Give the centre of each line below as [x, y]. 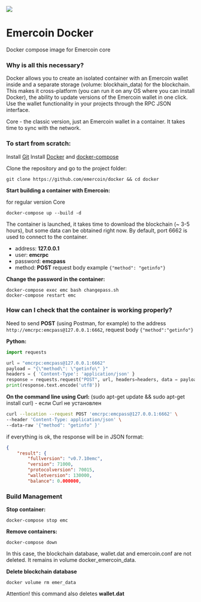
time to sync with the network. [44, 128]
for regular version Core [36, 202]
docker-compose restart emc [41, 295]
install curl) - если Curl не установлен [54, 403]
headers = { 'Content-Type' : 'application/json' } [71, 374]
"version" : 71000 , [51, 464]
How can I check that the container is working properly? [89, 310]
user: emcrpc [32, 255]
